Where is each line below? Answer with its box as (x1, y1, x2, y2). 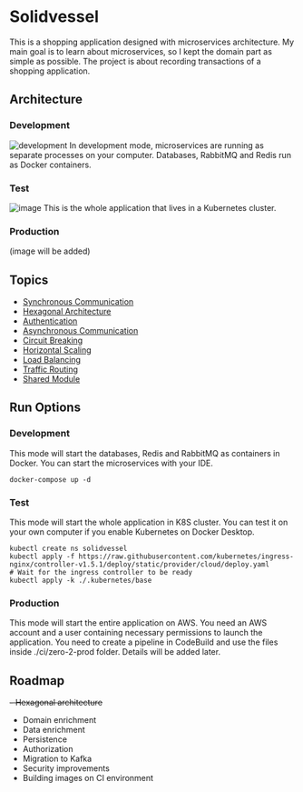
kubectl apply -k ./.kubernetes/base (9, 576, 152, 586)
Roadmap (9, 673, 65, 688)
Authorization (22, 744, 74, 755)
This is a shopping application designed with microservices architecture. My (9, 36, 295, 47)
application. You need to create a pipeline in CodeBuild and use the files (9, 637, 279, 647)
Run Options (9, 400, 82, 416)
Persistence (22, 734, 68, 745)
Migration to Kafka (22, 753, 93, 765)
